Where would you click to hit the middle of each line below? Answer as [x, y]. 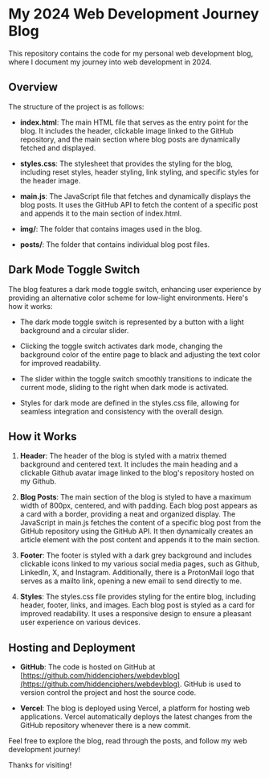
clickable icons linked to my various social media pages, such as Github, [139, 564]
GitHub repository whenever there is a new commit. [105, 726]
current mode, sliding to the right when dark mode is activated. [124, 387]
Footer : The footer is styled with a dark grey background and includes [136, 555]
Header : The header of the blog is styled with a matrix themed [123, 456]
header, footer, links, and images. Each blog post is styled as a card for [137, 605]
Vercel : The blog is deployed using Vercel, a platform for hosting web [135, 708]
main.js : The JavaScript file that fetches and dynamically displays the [135, 196]
